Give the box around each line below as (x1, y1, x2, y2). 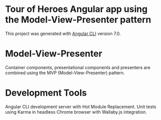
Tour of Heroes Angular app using (5, 3, 148, 15)
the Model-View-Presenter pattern (5, 14, 152, 25)
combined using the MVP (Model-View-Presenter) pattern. (5, 70, 125, 76)
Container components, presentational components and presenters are (5, 64, 151, 70)
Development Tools (5, 87, 87, 99)
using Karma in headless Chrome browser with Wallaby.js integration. (5, 109, 148, 115)
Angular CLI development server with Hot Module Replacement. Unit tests (5, 104, 157, 110)
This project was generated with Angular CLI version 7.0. (5, 30, 121, 36)
